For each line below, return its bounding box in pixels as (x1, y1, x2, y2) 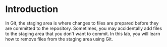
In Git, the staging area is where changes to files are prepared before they (5, 20, 159, 26)
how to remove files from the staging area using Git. (5, 36, 114, 42)
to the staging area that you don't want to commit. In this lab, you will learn (5, 30, 160, 36)
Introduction (5, 3, 59, 15)
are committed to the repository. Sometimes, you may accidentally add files (5, 25, 162, 31)
